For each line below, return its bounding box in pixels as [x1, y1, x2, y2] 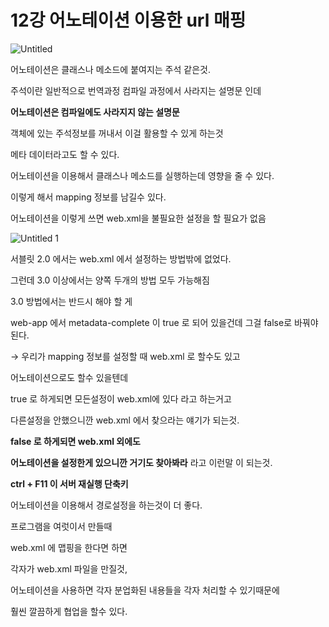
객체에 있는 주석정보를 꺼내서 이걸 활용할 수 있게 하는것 [10, 127, 224, 139]
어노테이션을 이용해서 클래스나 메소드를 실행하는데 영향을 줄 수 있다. [10, 169, 275, 181]
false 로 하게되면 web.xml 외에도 [10, 435, 141, 447]
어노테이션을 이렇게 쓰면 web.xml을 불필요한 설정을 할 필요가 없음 [10, 212, 267, 224]
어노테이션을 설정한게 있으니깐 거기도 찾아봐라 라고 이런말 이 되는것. [10, 456, 273, 468]
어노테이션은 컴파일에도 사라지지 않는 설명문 [10, 106, 180, 118]
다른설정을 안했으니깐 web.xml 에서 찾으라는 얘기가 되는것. [10, 414, 240, 426]
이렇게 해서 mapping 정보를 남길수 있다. [10, 191, 167, 203]
